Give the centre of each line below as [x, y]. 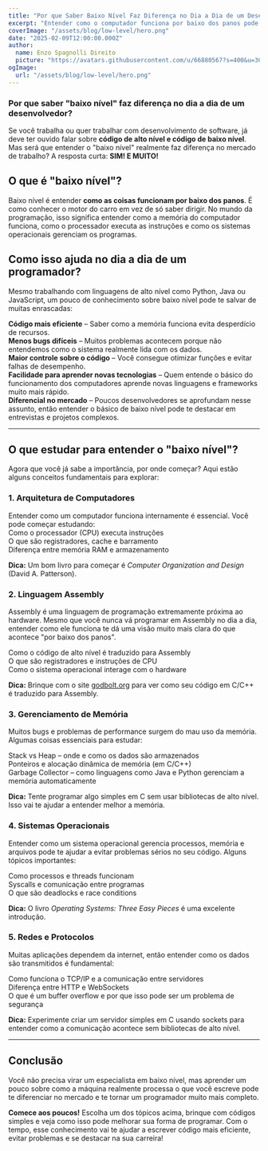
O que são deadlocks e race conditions [73, 893]
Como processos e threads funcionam [71, 875]
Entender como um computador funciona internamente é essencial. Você [128, 516]
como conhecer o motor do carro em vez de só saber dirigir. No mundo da [130, 209]
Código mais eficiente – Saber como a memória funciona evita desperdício [132, 324]
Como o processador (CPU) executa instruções [86, 532]
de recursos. [29, 332]
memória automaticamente [53, 781]
